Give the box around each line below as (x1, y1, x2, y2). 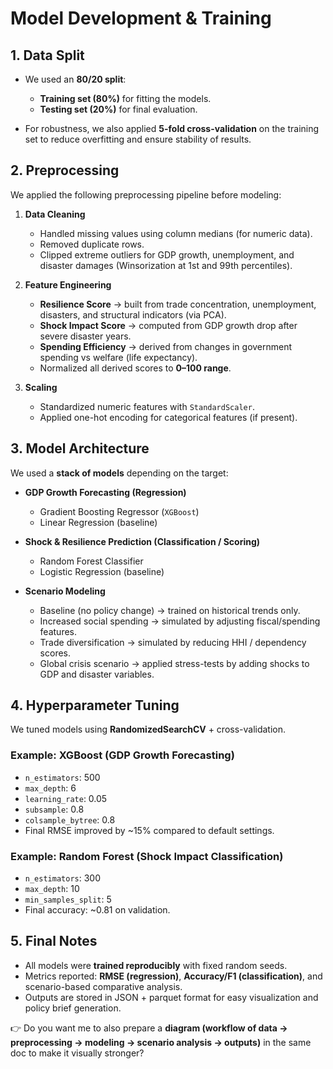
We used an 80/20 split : (24, 73, 127, 85)
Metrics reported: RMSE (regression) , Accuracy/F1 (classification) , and (24, 970, 323, 982)
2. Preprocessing (10, 162, 120, 179)
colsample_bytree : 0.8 (24, 813, 116, 826)
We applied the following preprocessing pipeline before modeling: (10, 188, 282, 201)
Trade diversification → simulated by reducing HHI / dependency (39, 636, 307, 648)
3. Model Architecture (10, 440, 150, 457)
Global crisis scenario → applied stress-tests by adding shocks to (39, 657, 310, 669)
